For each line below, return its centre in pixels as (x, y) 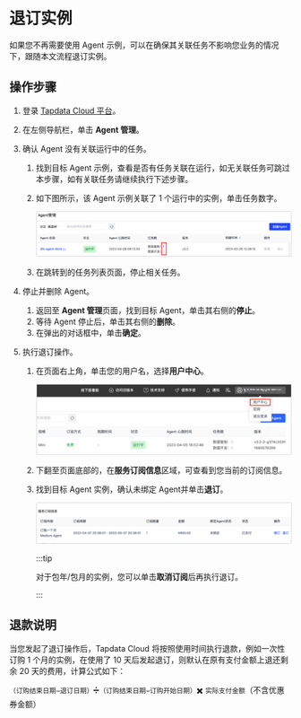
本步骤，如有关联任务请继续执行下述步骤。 (114, 179)
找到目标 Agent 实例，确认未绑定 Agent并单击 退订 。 (132, 489)
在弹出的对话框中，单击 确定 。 (90, 333)
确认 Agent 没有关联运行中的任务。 (86, 148)
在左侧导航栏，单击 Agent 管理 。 (83, 129)
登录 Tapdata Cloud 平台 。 (71, 110)
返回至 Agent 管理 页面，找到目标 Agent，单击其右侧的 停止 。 (148, 311)
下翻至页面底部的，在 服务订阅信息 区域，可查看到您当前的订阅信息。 (161, 470)
